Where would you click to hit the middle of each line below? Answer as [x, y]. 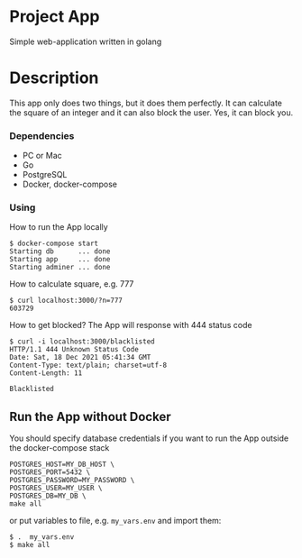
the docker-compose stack [59, 448]
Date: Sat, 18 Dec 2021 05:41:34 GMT [80, 358]
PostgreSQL [45, 175]
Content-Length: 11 [46, 373]
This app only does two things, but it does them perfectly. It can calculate [146, 103]
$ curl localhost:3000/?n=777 [66, 301]
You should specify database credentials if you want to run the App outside [149, 438]
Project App [55, 17]
